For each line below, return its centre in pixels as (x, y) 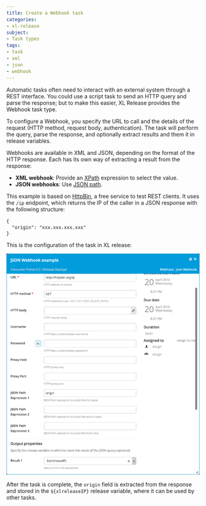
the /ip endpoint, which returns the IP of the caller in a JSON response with (102, 202)
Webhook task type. (32, 109)
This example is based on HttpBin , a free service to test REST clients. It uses (103, 196)
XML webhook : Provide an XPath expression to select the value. (97, 178)
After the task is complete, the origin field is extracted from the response (99, 484)
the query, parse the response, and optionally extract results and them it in (101, 134)
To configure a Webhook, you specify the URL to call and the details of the (100, 121)
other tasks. (21, 497)
